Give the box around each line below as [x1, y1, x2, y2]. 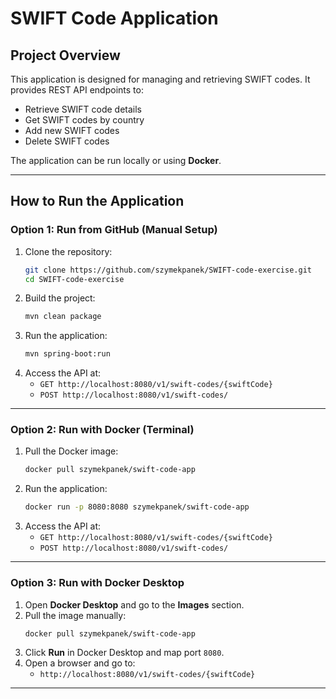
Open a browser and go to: [24, 657, 136, 669]
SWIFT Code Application [10, 7, 219, 30]
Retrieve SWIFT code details [24, 103, 142, 115]
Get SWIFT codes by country [24, 114, 145, 126]
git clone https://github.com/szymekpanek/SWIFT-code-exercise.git [24, 265, 312, 275]
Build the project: [24, 292, 96, 304]
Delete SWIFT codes [24, 135, 110, 147]
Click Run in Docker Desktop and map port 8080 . [24, 647, 225, 659]
